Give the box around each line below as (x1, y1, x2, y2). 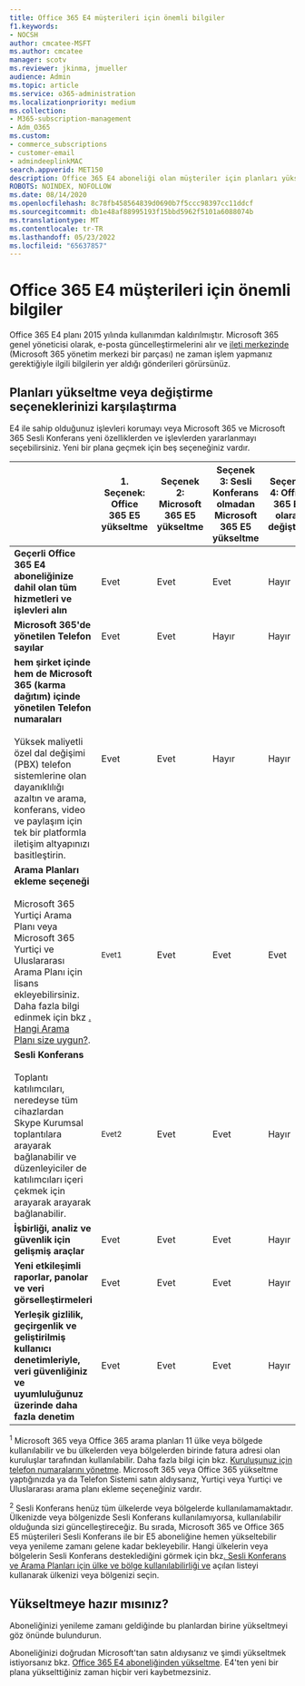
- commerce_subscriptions (9, 140, 107, 149)
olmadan (216, 498, 256, 510)
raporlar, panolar (14, 1271, 89, 1283)
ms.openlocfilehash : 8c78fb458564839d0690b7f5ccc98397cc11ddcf (9, 199, 254, 209)
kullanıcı (14, 1342, 52, 1355)
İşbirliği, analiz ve (14, 1222, 92, 1234)
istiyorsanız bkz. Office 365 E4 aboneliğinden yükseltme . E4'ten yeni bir (9, 1657, 279, 1668)
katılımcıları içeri (14, 1173, 84, 1185)
